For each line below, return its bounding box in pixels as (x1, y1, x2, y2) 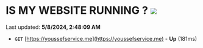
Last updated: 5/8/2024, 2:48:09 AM (5, 23, 101, 31)
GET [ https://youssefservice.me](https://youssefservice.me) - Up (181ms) (14, 35, 198, 42)
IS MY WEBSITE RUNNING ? (5, 4, 149, 17)
